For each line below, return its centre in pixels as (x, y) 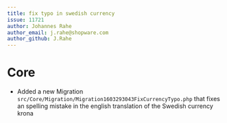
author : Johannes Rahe (39, 26)
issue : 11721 (26, 20)
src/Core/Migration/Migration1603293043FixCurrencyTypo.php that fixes (119, 99)
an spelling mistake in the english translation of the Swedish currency (115, 106)
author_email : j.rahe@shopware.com (58, 32)
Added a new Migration (50, 92)
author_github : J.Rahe (39, 39)
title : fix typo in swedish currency (61, 13)
